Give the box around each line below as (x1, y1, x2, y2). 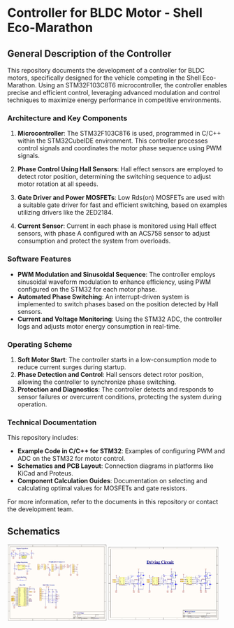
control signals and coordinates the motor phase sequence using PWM (17, 144, 222, 152)
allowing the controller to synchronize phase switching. (17, 378, 177, 386)
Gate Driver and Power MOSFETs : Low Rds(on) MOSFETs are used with (17, 194, 225, 202)
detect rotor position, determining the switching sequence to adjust (17, 173, 212, 181)
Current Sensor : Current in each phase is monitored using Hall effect (17, 222, 217, 230)
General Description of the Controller (7, 48, 172, 59)
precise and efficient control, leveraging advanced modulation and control (7, 89, 221, 97)
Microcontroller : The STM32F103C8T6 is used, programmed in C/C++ (17, 129, 221, 138)
